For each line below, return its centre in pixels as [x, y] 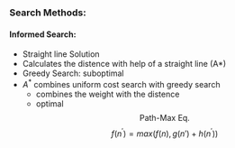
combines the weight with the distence [108, 94]
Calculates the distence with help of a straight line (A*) [124, 64]
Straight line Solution [61, 54]
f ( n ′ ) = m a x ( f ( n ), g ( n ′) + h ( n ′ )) [165, 133]
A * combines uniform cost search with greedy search [121, 83]
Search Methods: [48, 13]
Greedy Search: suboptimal [73, 73]
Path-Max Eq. [165, 117]
